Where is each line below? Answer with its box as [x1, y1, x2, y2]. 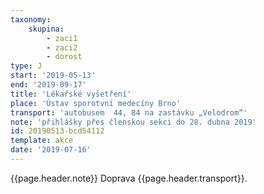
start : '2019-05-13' [10, 71, 97, 81]
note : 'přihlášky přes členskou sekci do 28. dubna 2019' [10, 117, 257, 127]
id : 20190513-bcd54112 [10, 126, 105, 136]
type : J [10, 61, 43, 71]
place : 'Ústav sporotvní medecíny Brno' [10, 98, 182, 108]
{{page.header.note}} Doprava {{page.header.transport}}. [10, 172, 248, 184]
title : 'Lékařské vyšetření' [10, 89, 132, 99]
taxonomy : [10, 14, 52, 25]
